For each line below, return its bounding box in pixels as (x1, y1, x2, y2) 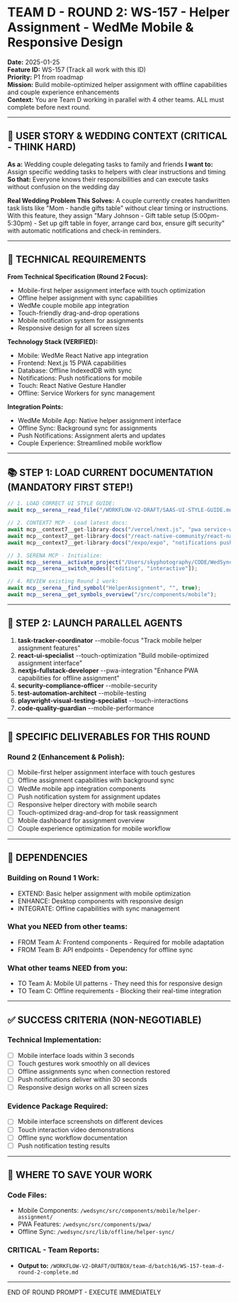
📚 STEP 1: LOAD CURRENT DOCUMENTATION (7, 467, 214, 479)
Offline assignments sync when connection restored (17, 1067, 171, 1075)
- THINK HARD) (7, 141, 76, 153)
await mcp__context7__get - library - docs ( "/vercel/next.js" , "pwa (7, 526, 201, 533)
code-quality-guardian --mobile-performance (17, 704, 154, 712)
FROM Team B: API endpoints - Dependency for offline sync (17, 945, 193, 954)
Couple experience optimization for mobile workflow (17, 824, 171, 833)
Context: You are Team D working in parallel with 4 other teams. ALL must (7, 95, 225, 103)
